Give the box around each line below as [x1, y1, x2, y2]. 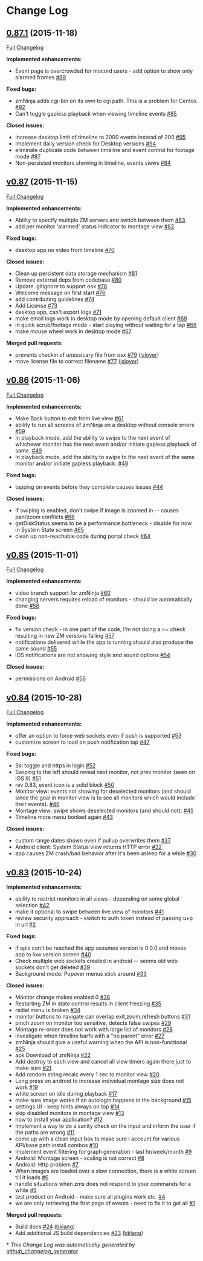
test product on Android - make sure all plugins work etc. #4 [14, 1193, 166, 1200]
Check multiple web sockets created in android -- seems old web [14, 958, 178, 965]
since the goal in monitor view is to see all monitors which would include [14, 794, 195, 801]
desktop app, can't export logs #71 [14, 308, 101, 316]
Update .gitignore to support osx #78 [14, 282, 108, 290]
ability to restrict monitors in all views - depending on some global [14, 895, 180, 902]
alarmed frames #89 [14, 74, 66, 81]
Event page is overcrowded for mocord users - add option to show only [14, 67, 193, 74]
